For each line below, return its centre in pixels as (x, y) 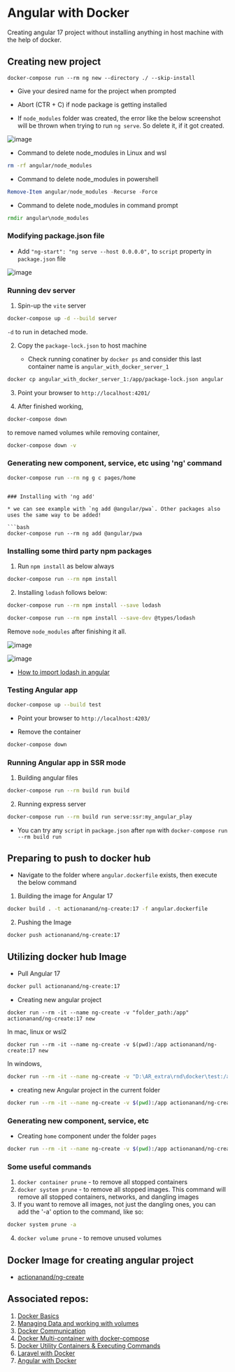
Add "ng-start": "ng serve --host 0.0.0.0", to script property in (114, 251)
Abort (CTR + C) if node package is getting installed (92, 104)
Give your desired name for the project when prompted (97, 91)
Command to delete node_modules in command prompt (98, 205)
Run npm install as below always (66, 566)
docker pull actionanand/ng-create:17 (64, 987)
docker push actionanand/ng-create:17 (64, 935)
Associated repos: (48, 1299)
